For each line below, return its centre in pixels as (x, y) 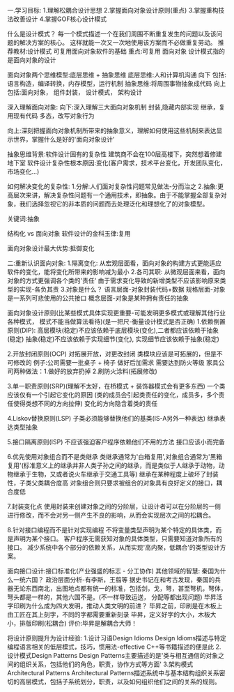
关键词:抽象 (24, 219)
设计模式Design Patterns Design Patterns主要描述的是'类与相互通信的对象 (113, 655)
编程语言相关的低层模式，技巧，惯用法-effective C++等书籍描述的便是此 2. (114, 647)
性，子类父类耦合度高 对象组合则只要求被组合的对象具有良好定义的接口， (112, 483)
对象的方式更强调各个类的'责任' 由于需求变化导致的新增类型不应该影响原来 (114, 280)
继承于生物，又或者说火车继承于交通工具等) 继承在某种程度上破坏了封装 (116, 474)
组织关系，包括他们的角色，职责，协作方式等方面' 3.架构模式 (106, 664)
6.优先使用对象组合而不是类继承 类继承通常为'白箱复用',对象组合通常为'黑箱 (115, 457)
